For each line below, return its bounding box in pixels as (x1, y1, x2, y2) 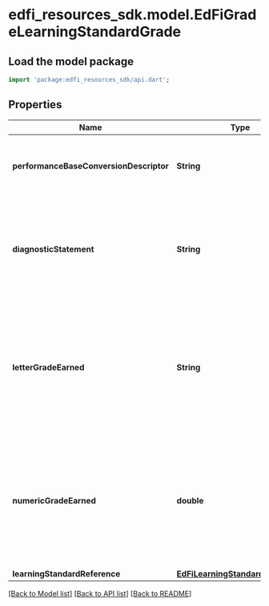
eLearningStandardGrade (8, 22, 182, 41)
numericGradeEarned (12, 495, 96, 506)
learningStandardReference (12, 568, 121, 579)
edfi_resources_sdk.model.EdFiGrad (8, 6, 257, 24)
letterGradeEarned (12, 362, 85, 373)
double (176, 495, 204, 506)
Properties (8, 98, 62, 111)
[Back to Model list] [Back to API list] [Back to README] (8, 588, 192, 598)
